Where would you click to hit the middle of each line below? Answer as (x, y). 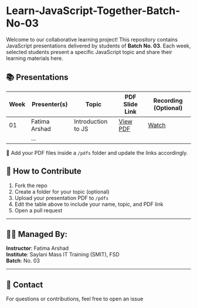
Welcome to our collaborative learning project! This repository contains (92, 39)
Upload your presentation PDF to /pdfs (62, 198)
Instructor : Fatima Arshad (38, 248)
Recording (168, 100)
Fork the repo (31, 185)
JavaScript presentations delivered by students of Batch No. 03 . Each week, (98, 46)
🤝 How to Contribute (44, 171)
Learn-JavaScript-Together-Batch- (93, 11)
